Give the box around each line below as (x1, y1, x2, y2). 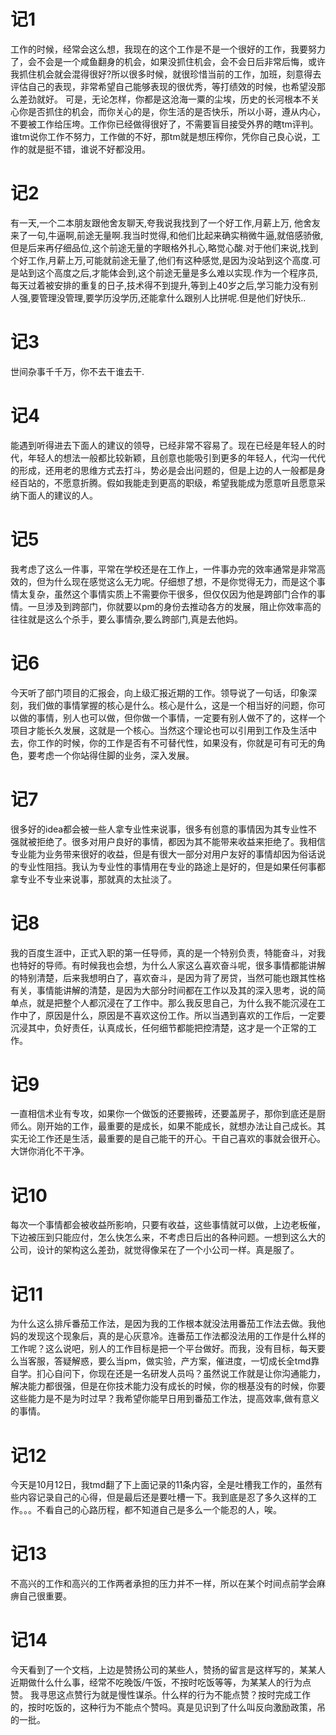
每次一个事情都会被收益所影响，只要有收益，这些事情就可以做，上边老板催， (10, 1219, 326, 1231)
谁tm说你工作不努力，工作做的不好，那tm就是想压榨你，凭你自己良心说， (10, 130, 312, 142)
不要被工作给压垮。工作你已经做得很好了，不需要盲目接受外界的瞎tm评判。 (10, 118, 319, 130)
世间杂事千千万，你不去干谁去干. (10, 365, 145, 377)
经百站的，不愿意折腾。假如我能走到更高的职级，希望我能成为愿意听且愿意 (10, 476, 317, 489)
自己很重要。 (18, 1590, 72, 1602)
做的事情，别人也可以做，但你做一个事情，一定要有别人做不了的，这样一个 (18, 711, 326, 724)
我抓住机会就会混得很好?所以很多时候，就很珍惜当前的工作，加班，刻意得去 (10, 68, 322, 80)
